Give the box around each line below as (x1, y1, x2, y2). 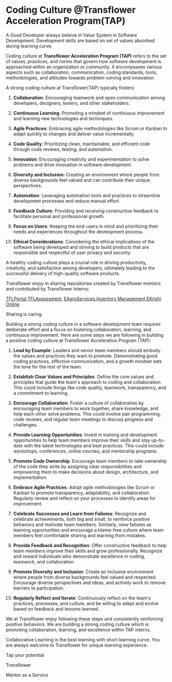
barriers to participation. (13, 584, 64, 591)
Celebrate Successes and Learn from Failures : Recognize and (13, 510, 146, 517)
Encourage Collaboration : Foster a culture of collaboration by (13, 400, 144, 406)
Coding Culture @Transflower (6, 4, 136, 16)
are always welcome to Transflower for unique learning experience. (6, 642, 148, 648)
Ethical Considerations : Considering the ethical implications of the (13, 238, 155, 245)
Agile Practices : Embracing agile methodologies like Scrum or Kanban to (13, 125, 167, 131)
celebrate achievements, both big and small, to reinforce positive (13, 516, 150, 522)
